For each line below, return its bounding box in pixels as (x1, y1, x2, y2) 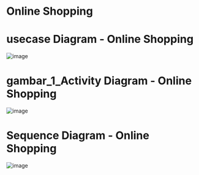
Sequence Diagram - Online (6, 128, 150, 143)
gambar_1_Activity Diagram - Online (6, 74, 192, 88)
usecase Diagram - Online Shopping (6, 32, 194, 47)
